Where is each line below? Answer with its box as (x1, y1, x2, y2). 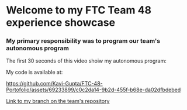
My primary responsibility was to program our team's (6, 37, 161, 45)
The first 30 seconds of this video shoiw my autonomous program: (6, 57, 167, 64)
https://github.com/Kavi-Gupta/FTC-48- (6, 80, 103, 87)
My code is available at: (6, 68, 63, 76)
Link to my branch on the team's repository (6, 98, 110, 105)
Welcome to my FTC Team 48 (6, 4, 152, 17)
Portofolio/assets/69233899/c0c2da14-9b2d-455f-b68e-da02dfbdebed (6, 86, 181, 94)
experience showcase (6, 16, 116, 29)
